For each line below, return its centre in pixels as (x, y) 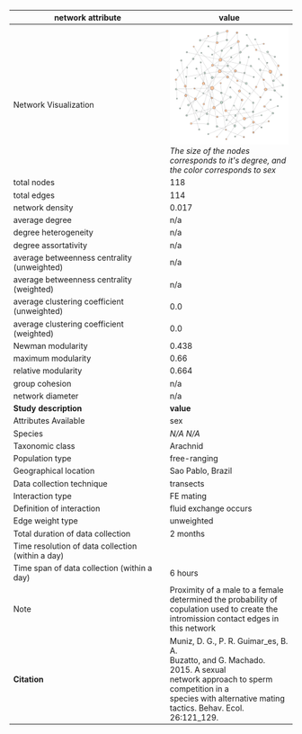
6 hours (184, 573)
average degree (42, 220)
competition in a (199, 688)
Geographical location (54, 471)
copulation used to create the (224, 609)
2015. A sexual (198, 669)
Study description (48, 408)
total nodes (34, 183)
